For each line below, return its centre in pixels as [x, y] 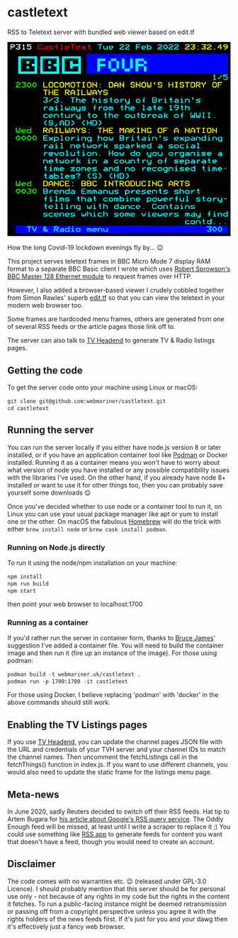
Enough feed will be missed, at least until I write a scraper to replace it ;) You [119, 826]
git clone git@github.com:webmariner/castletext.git [87, 401]
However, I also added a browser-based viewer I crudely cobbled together [116, 290]
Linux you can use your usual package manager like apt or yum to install [113, 514]
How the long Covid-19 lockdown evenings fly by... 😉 [86, 248]
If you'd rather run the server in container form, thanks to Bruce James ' [112, 638]
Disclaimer [32, 864]
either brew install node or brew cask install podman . [87, 529]
